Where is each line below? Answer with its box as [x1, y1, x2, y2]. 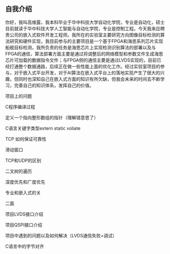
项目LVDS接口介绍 [5, 211, 44, 217]
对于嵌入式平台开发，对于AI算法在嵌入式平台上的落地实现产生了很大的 [14, 70, 160, 76]
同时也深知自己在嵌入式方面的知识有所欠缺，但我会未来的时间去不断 [18, 76, 160, 82]
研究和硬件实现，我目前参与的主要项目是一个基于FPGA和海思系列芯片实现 [9, 38, 163, 44]
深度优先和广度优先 [5, 179, 46, 185]
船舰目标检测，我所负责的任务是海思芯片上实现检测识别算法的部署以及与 [5, 44, 156, 50]
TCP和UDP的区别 [5, 157, 41, 163]
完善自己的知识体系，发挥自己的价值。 [14, 82, 94, 88]
